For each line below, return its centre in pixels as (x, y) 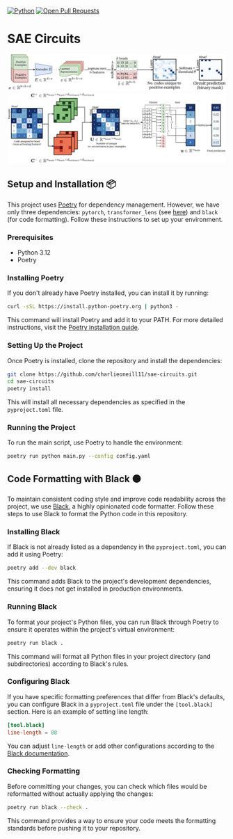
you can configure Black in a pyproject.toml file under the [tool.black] (110, 704)
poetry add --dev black (42, 568)
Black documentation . (39, 753)
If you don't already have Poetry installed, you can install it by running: (108, 293)
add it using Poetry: (35, 554)
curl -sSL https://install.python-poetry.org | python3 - (93, 307)
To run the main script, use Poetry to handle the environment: (95, 442)
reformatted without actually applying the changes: (80, 794)
